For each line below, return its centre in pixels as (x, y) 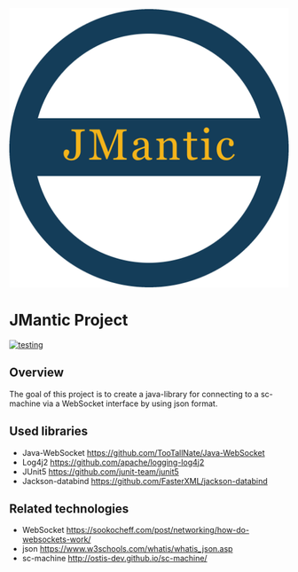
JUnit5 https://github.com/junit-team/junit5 (100, 471)
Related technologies (69, 509)
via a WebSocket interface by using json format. (130, 404)
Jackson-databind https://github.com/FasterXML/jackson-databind (145, 481)
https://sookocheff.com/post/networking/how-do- (158, 530)
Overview (37, 373)
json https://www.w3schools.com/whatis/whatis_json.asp (127, 549)
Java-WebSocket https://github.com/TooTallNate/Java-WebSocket (143, 452)
